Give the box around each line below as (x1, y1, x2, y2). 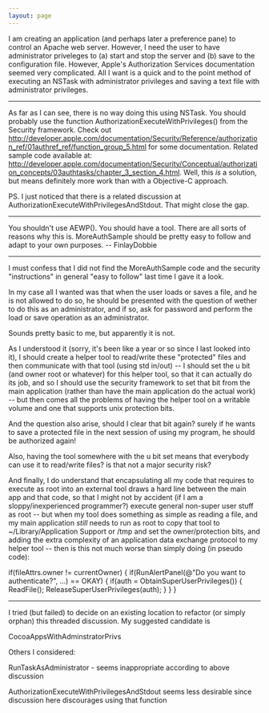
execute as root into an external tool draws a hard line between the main (8, 484, 247, 493)
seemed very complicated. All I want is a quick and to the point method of (8, 67, 251, 77)
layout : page (8, 11, 52, 20)
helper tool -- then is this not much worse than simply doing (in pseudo (8, 543, 243, 553)
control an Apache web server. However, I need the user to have (8, 42, 220, 52)
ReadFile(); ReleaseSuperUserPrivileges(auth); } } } (8, 584, 177, 594)
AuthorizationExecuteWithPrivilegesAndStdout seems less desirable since (8, 687, 252, 696)
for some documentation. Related (147, 142, 259, 151)
